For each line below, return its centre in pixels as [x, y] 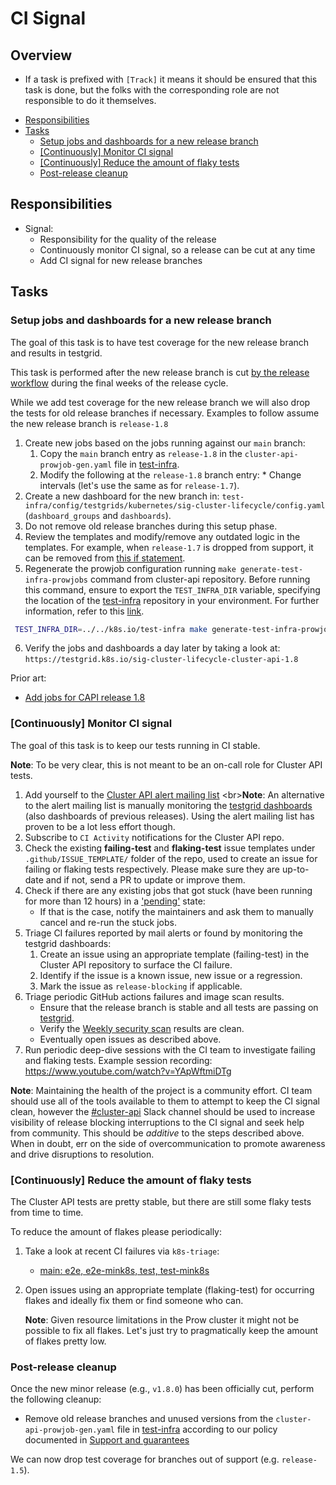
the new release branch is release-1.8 [89, 423]
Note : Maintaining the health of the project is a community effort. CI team [161, 1090]
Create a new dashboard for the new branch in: [122, 496]
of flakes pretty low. [65, 1341]
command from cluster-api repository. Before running [200, 579]
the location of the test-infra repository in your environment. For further [172, 600]
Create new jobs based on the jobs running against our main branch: [165, 443]
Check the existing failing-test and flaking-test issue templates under [170, 848]
